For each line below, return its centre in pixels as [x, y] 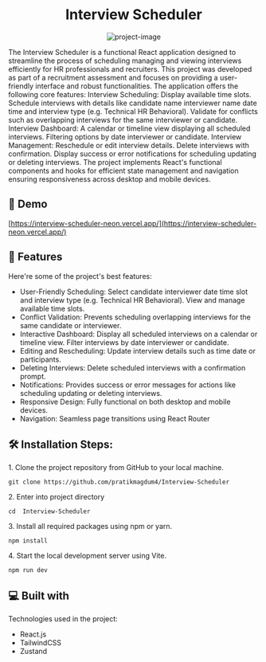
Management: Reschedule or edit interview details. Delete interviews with [129, 145]
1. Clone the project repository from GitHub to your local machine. [116, 468]
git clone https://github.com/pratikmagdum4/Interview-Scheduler [119, 482]
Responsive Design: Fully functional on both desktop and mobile [125, 402]
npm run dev [28, 570]
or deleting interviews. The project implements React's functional [115, 162]
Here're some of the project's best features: [80, 276]
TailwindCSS [41, 643]
